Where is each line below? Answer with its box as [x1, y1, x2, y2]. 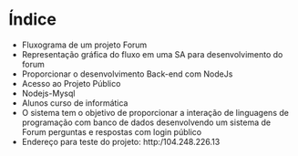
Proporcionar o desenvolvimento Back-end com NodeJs [21, 68, 233, 79]
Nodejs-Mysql [21, 88, 76, 99]
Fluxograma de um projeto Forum [21, 39, 148, 50]
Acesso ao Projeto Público [21, 78, 121, 88]
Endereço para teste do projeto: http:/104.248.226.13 [21, 136, 221, 147]
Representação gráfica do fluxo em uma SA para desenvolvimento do [21, 48, 283, 59]
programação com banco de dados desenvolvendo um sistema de [21, 117, 271, 128]
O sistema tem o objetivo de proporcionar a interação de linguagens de [21, 107, 289, 118]
